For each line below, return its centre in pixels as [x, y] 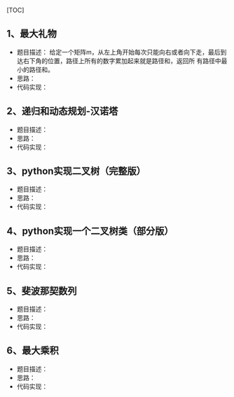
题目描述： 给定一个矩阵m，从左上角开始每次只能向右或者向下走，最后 [118, 52]
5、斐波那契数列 [42, 291]
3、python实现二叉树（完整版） [76, 171]
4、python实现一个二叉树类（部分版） [90, 231]
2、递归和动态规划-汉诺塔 [62, 111]
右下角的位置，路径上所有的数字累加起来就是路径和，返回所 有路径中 [122, 61]
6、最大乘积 [33, 350]
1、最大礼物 [32, 34]
